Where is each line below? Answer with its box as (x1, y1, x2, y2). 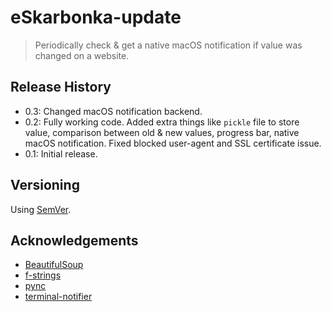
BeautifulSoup (24, 259, 84, 271)
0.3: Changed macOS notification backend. (24, 105, 203, 117)
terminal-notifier (24, 291, 93, 303)
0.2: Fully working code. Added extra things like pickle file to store (24, 116, 300, 128)
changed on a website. (34, 49, 130, 61)
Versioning (10, 177, 80, 194)
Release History (10, 79, 112, 96)
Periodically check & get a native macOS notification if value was (34, 39, 303, 51)
